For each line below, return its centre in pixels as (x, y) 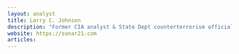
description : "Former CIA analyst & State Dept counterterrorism (106, 27)
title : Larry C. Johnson (44, 20)
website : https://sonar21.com (52, 33)
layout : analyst (31, 14)
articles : (22, 40)
